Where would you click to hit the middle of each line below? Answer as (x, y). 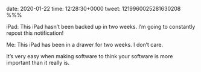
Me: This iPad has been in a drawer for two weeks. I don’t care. (85, 45)
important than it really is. (38, 63)
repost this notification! (35, 33)
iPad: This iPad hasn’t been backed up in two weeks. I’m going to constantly (101, 27)
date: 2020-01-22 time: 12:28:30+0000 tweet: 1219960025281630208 (94, 9)
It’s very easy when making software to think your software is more (90, 56)
